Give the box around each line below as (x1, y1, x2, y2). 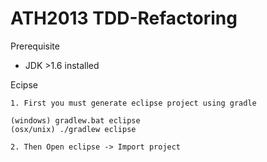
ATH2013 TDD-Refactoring (10, 7, 238, 30)
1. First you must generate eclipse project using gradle (10, 98, 257, 108)
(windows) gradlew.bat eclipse (10, 115, 141, 126)
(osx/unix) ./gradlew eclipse (10, 124, 137, 134)
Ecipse (10, 78, 38, 91)
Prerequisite (10, 40, 60, 52)
